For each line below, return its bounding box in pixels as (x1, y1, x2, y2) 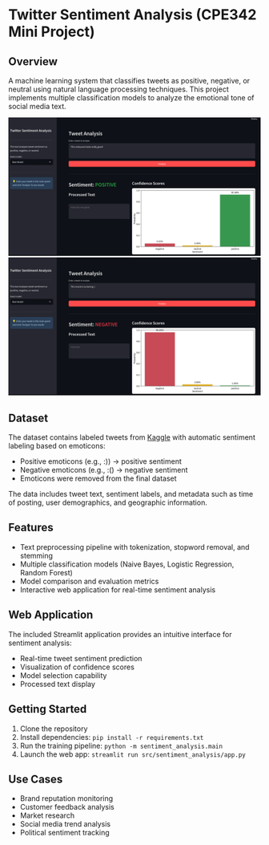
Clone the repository (19, 724, 88, 733)
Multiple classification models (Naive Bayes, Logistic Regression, (19, 559, 235, 569)
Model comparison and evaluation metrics (19, 576, 159, 586)
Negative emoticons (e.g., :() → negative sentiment (19, 465, 188, 475)
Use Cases (8, 772, 63, 786)
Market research (19, 810, 74, 820)
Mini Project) (8, 22, 95, 41)
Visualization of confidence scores (19, 662, 134, 672)
